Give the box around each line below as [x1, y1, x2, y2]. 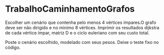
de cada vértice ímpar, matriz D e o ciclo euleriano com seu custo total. [5, 30, 150, 36]
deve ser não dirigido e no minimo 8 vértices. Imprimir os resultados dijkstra [5, 24, 160, 30]
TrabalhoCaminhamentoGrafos [5, 3, 135, 15]
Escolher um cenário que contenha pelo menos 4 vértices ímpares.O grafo [5, 19, 157, 25]
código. [5, 44, 21, 50]
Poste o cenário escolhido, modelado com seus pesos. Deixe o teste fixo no [5, 39, 159, 45]
